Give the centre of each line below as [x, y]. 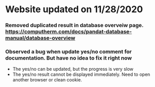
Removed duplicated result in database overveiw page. [74, 25]
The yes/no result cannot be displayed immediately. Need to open [81, 74]
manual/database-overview [40, 38]
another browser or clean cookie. [47, 80]
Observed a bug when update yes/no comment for [68, 52]
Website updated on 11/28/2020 [74, 9]
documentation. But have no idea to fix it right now [69, 58]
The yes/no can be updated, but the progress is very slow [73, 69]
